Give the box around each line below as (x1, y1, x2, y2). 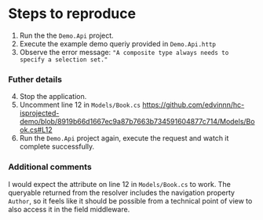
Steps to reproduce (8, 5, 136, 23)
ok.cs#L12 (19, 125, 53, 134)
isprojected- (19, 108, 60, 118)
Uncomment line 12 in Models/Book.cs (19, 100, 141, 110)
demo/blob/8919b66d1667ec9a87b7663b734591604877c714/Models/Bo (19, 117, 255, 126)
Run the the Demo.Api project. (19, 31, 114, 40)
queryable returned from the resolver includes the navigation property (8, 188, 236, 197)
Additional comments (8, 162, 92, 173)
